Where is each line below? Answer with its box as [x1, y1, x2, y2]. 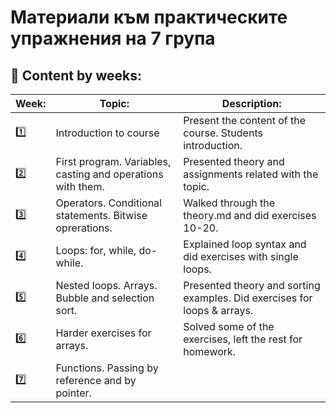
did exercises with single [183, 250, 299, 263]
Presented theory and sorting [183, 279, 321, 292]
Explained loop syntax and [183, 237, 307, 251]
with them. [55, 180, 105, 193]
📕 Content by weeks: [10, 67, 142, 84]
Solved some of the [183, 320, 275, 333]
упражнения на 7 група [10, 27, 216, 50]
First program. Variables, [55, 155, 172, 168]
